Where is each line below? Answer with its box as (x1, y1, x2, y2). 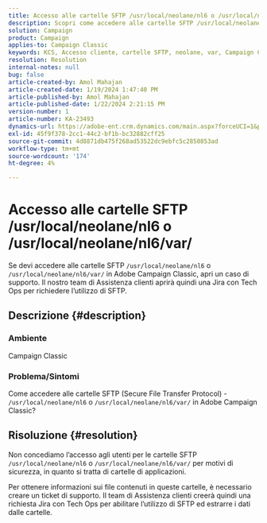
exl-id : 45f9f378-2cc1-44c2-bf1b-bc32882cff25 (8, 130, 165, 138)
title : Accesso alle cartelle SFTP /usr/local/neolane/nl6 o (8, 11, 215, 20)
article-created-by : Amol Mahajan (8, 78, 123, 86)
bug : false (8, 71, 44, 79)
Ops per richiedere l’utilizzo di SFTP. (8, 286, 127, 296)
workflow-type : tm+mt (8, 145, 80, 153)
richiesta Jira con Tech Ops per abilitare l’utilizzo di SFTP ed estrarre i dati (8, 498, 251, 509)
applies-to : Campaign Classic (8, 41, 109, 49)
